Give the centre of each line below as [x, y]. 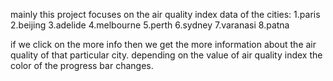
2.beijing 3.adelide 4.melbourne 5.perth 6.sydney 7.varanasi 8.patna [150, 25]
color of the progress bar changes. [82, 65]
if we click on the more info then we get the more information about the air [163, 44]
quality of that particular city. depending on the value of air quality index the [166, 55]
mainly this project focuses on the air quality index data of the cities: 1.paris [165, 14]
